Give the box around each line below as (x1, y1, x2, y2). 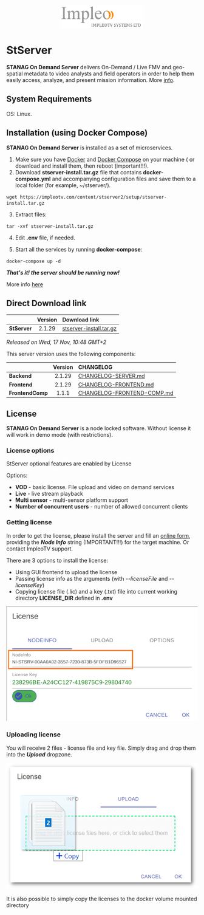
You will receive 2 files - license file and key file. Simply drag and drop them (6, 744, 196, 752)
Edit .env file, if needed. (15, 234, 76, 241)
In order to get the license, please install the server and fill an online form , (6, 532, 191, 539)
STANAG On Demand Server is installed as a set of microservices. (6, 144, 173, 151)
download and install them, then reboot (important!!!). (15, 162, 149, 170)
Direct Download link (6, 298, 87, 308)
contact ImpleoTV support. (6, 545, 73, 552)
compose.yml (15, 175, 51, 182)
